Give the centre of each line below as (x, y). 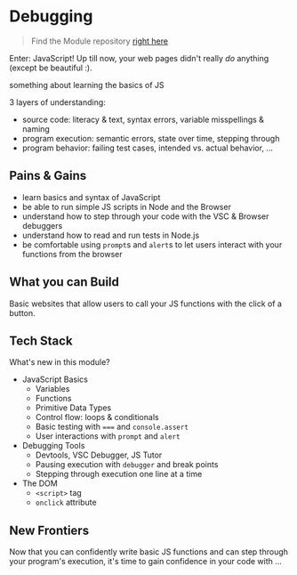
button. (22, 312)
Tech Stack (41, 340)
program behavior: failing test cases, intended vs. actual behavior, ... (148, 148)
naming (36, 129)
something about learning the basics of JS (87, 85)
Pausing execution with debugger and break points (127, 465)
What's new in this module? (60, 362)
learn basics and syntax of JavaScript (91, 197)
